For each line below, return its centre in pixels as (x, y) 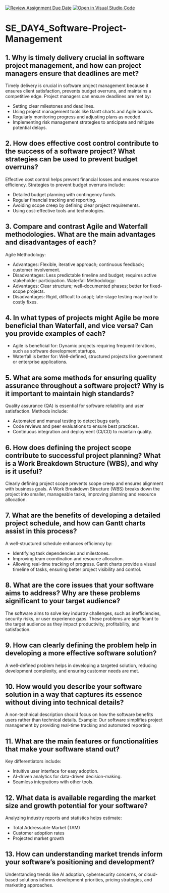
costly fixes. (25, 302)
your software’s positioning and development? (80, 862)
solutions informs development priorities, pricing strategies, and (86, 879)
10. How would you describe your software (74, 686)
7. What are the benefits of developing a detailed (83, 516)
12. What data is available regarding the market (81, 798)
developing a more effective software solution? (81, 653)
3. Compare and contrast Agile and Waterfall (76, 227)
